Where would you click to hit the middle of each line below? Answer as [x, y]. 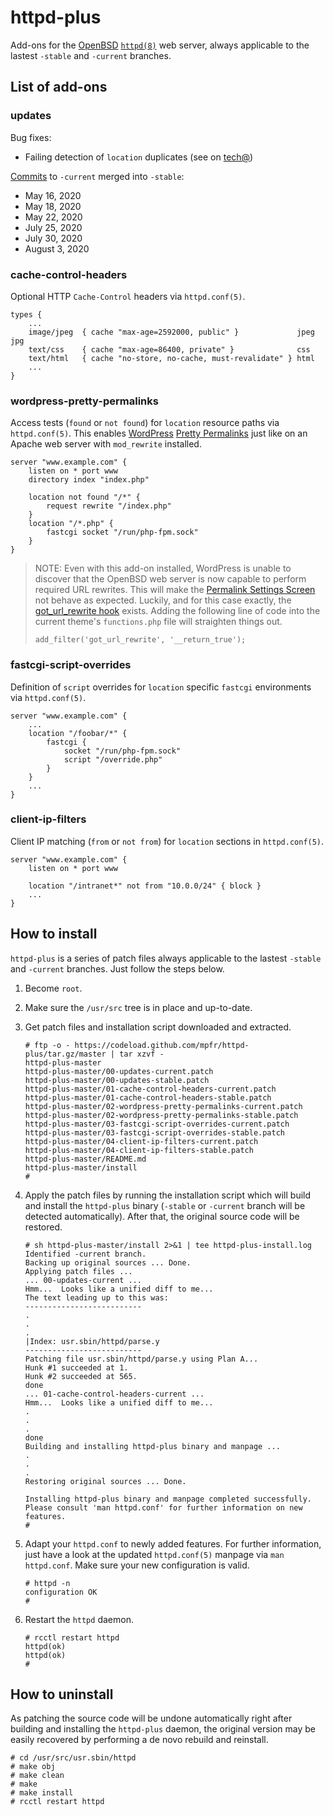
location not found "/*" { [84, 497]
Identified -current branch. [85, 1254]
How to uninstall [62, 1694]
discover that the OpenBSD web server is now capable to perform [170, 579]
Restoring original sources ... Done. [105, 1481]
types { [26, 314]
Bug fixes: [31, 137]
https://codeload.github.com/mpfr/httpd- [162, 1045]
